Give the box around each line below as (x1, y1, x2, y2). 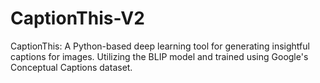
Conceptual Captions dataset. (10, 61, 133, 73)
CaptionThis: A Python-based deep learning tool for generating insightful (10, 40, 310, 52)
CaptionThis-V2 (10, 7, 145, 30)
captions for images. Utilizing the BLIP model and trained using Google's (10, 50, 309, 62)
